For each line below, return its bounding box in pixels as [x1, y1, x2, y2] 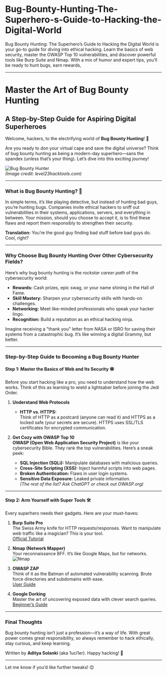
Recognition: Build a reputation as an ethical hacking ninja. [12, 316, 134, 322]
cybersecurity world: [5, 275, 48, 281]
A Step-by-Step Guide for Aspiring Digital [5, 114, 136, 123]
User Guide [12, 581, 36, 587]
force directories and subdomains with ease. [12, 576, 104, 582]
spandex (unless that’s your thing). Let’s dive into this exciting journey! [5, 156, 149, 162]
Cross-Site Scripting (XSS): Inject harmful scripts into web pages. [19, 465, 157, 471]
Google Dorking [12, 591, 46, 597]
